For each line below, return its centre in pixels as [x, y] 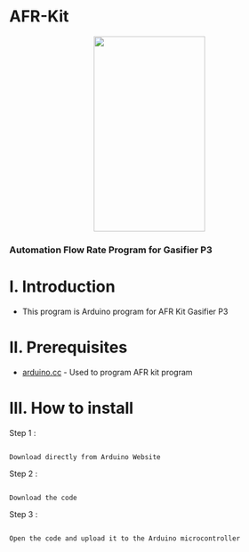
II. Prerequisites [68, 347]
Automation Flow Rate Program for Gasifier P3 [111, 250]
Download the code [43, 498]
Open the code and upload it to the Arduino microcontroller [125, 538]
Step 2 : [24, 474]
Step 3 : [24, 514]
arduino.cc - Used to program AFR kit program [107, 372]
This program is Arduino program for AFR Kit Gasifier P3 [125, 311]
